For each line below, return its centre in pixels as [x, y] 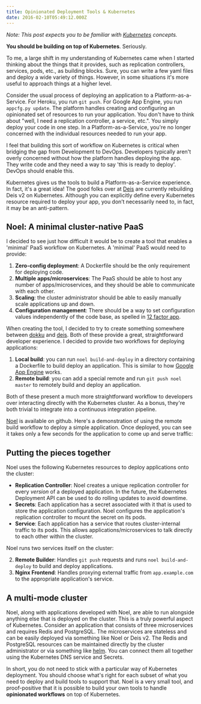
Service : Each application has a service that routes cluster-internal [97, 523]
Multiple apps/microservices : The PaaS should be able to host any [98, 279]
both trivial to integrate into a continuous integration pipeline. [82, 409]
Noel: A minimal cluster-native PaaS [75, 227]
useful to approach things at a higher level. [59, 83]
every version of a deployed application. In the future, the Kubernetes [101, 492]
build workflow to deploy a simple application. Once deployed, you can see [99, 427]
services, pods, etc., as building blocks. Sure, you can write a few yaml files [100, 70]
